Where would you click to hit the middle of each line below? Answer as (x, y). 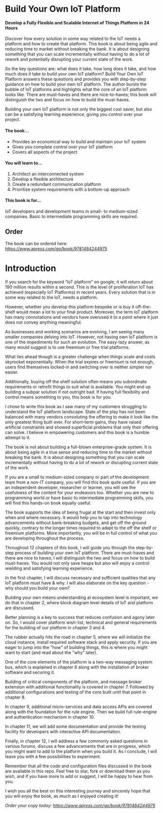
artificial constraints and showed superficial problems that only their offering (82, 427)
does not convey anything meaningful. (44, 322)
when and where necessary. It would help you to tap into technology (74, 517)
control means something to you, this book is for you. (58, 397)
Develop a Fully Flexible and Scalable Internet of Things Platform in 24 (77, 22)
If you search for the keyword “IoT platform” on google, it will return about (79, 282)
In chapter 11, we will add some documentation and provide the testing (75, 726)
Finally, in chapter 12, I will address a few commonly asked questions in (76, 741)
